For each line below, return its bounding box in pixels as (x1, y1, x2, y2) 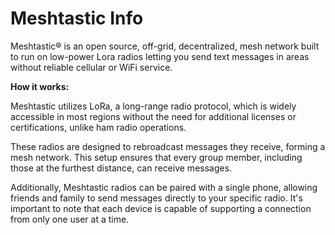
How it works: (10, 80, 70, 92)
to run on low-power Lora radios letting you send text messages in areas (10, 50, 310, 62)
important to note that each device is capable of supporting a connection (10, 202, 312, 214)
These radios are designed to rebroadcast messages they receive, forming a (10, 140, 326, 152)
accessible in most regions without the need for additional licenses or (10, 110, 297, 122)
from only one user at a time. (10, 213, 130, 225)
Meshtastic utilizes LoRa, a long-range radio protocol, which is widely (10, 100, 297, 112)
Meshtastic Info (10, 7, 144, 30)
